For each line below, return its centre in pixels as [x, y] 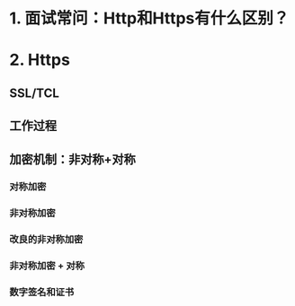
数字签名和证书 [42, 293]
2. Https [40, 60]
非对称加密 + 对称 [47, 266]
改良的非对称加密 [46, 240]
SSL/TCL [35, 93]
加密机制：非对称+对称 [73, 159]
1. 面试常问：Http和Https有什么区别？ [149, 18]
